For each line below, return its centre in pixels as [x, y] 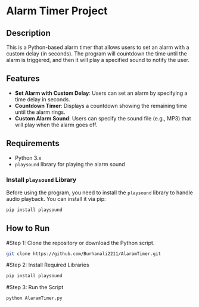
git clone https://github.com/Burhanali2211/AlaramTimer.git [84, 254]
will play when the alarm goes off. [56, 125]
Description [28, 33]
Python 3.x [28, 158]
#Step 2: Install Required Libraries [48, 265]
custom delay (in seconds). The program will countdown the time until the [97, 54]
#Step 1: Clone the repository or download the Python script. [80, 243]
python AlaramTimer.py [34, 298]
